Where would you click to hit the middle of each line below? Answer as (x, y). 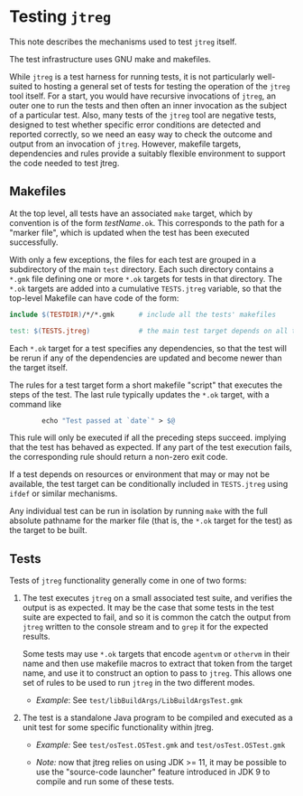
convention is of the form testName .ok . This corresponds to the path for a (147, 222)
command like (35, 404)
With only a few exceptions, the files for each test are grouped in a (133, 259)
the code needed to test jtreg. (64, 163)
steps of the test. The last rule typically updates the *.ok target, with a (139, 394)
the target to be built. (48, 530)
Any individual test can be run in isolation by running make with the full (139, 511)
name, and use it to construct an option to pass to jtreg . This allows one (157, 673)
